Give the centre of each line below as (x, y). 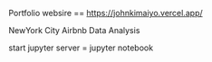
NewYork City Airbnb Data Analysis (74, 30)
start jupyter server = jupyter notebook (81, 48)
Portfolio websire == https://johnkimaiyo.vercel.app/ (106, 13)
